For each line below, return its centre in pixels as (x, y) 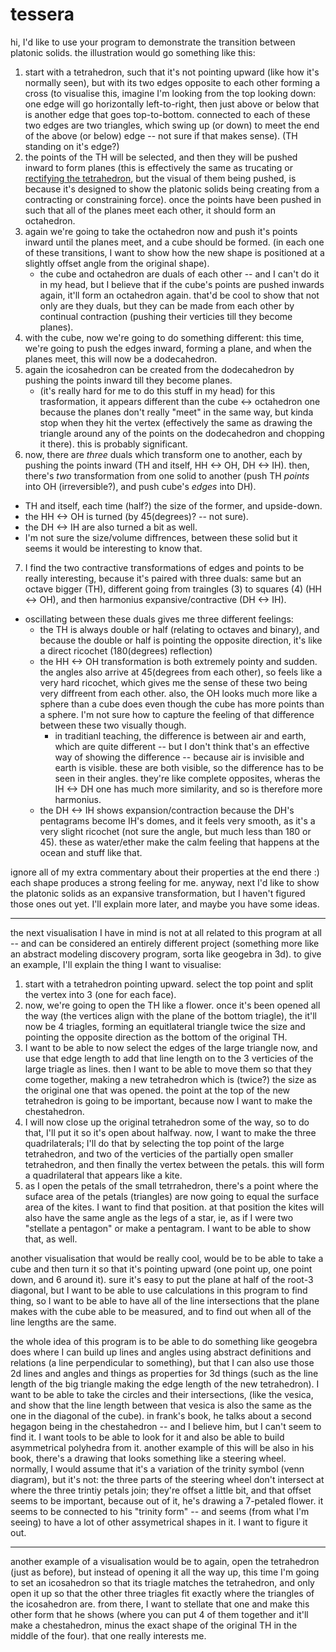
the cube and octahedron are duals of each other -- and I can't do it (179, 274)
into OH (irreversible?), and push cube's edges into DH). (140, 486)
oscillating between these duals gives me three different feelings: (159, 619)
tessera (42, 14)
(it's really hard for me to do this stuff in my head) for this (157, 390)
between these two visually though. (113, 725)
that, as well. (51, 1239)
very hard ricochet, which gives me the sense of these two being (173, 682)
